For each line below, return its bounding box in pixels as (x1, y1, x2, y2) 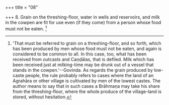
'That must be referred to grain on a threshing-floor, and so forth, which (12, 40, 162, 46)
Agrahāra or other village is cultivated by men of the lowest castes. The (12, 78, 161, 84)
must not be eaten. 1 (5, 25, 47, 32)
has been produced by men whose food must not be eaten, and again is (12, 45, 162, 51)
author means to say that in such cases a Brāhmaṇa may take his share (12, 83, 160, 89)
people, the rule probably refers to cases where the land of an (25, 72, 154, 78)
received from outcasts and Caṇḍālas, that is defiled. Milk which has (12, 56, 154, 62)
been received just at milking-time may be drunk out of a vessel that (12, 62, 154, 68)
